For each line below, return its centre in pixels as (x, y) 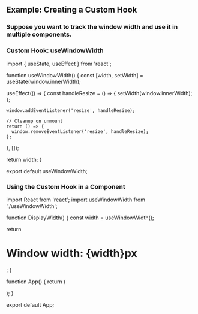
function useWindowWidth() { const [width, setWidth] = (75, 75)
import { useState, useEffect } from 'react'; (59, 64)
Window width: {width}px (72, 253)
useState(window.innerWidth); (43, 81)
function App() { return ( (36, 282)
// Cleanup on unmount (34, 121)
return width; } (24, 159)
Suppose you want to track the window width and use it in (92, 27)
